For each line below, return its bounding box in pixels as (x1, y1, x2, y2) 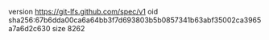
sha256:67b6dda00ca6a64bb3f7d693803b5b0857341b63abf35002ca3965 (8, 15, 262, 25)
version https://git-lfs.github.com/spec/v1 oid (8, 7, 159, 16)
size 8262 (52, 24, 85, 33)
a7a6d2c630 (8, 24, 51, 33)
